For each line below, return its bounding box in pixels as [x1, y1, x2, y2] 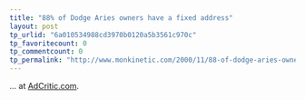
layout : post [9, 22, 59, 31]
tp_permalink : [9, 55, 64, 65]
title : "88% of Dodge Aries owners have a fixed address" [9, 13, 233, 23]
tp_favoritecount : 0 [9, 38, 88, 48]
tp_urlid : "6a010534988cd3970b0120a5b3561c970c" [9, 30, 197, 39]
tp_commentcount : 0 [9, 47, 84, 56]
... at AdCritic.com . [9, 81, 80, 91]
